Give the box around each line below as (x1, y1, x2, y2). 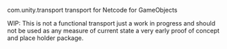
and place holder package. (7, 34, 84, 42)
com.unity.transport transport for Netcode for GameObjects (7, 6, 178, 14)
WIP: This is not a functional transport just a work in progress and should (7, 19, 216, 27)
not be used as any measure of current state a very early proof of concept (7, 27, 220, 35)
